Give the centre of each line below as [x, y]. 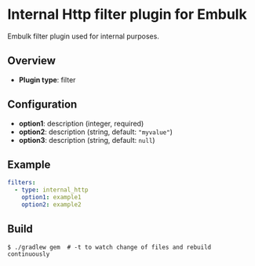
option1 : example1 [51, 198]
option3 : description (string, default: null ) [87, 140]
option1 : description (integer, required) [81, 123]
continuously [29, 254]
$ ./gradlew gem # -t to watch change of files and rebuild [109, 247]
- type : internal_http [51, 190]
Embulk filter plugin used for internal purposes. [84, 36]
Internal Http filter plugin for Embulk [127, 15]
